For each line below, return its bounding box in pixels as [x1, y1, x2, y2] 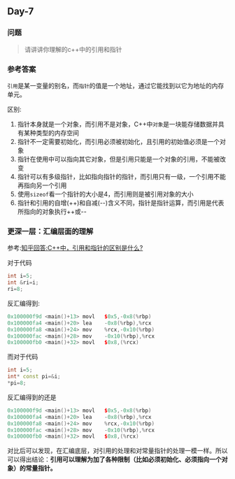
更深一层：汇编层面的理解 [7, 227, 94, 236]
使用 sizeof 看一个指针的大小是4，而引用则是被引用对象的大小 [17, 190, 194, 198]
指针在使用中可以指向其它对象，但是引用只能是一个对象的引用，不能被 [17, 155, 220, 163]
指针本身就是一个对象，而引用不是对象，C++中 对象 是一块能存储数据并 [17, 120, 219, 128]
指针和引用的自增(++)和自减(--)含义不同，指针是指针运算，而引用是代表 [17, 199, 225, 207]
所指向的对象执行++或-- [17, 207, 87, 215]
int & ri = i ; [7, 279, 39, 286]
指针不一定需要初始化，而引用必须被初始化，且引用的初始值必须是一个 [17, 137, 220, 145]
